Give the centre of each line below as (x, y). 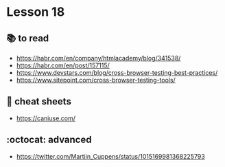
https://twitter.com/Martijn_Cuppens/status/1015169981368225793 (110, 156)
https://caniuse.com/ (46, 118)
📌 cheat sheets (39, 101)
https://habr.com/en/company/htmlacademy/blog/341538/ (98, 58)
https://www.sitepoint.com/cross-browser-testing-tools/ (96, 80)
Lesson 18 (36, 12)
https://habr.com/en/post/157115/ (63, 65)
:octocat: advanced (49, 140)
